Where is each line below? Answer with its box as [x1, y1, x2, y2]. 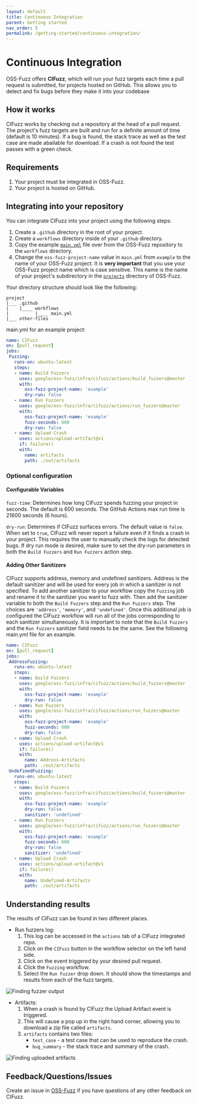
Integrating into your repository [6, 201, 124, 212]
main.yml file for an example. [6, 631, 76, 638]
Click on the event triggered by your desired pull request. [23, 957, 162, 965]
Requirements [6, 162, 59, 172]
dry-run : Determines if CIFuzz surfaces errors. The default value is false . [6, 523, 184, 530]
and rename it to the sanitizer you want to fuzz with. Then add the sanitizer [6, 593, 188, 600]
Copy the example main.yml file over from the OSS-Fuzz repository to [14, 241, 183, 248]
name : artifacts [24, 452, 65, 458]
